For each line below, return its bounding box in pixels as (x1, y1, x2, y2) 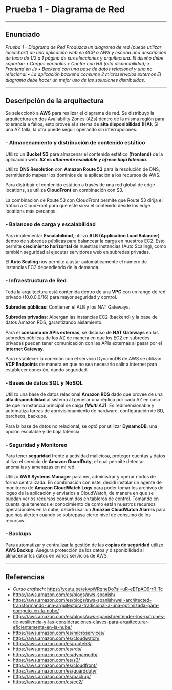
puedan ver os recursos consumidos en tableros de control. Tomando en (5, 495, 159, 502)
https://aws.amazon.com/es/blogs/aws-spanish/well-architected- (12, 597, 152, 603)
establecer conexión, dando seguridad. (5, 367, 88, 373)
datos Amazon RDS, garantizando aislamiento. (5, 319, 103, 325)
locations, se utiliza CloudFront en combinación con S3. (5, 187, 124, 193)
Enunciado (5, 30, 40, 39)
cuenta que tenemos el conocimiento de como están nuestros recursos (5, 501, 156, 507)
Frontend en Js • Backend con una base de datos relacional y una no (5, 66, 153, 72)
